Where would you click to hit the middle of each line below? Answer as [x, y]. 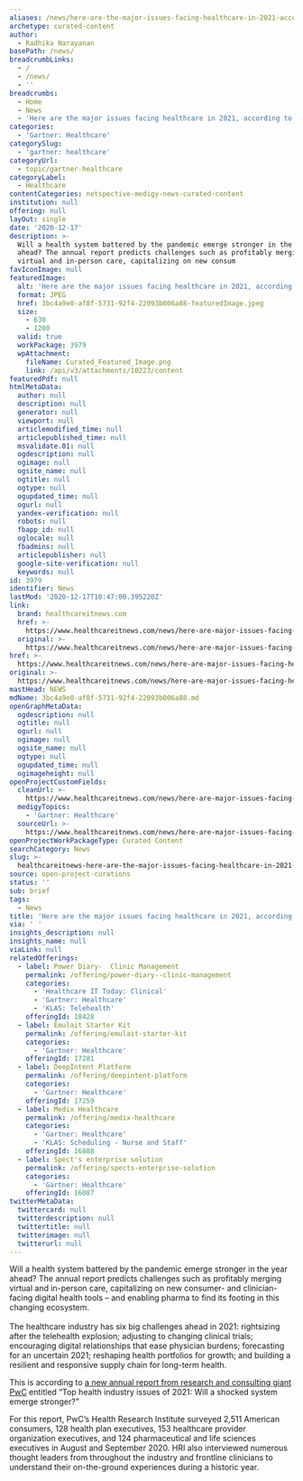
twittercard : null [52, 1210]
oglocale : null [46, 538]
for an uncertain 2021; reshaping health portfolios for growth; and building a [150, 1355]
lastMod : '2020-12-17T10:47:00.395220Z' [87, 597]
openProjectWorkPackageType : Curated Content [96, 841]
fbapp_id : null [46, 530]
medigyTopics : [44, 807]
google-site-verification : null [78, 564]
